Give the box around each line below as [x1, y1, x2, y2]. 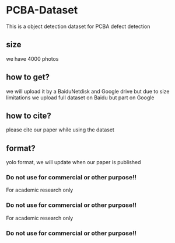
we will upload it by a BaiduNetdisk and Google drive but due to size [6, 88, 170, 95]
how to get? [6, 72, 50, 82]
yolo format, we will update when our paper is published [6, 159, 141, 166]
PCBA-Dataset [6, 4, 78, 17]
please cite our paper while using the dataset [6, 126, 115, 133]
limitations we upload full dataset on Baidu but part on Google [6, 94, 155, 101]
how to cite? [6, 110, 51, 120]
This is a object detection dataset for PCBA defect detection [6, 23, 150, 30]
